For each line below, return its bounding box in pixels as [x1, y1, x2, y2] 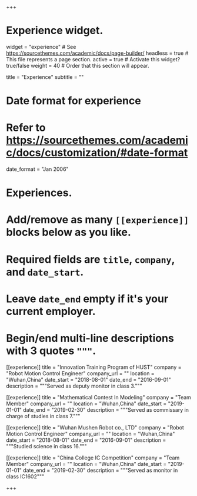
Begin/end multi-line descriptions [6, 332, 175, 345]
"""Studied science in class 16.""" [6, 442, 87, 449]
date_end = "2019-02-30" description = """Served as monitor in [22, 467, 178, 474]
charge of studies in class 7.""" [6, 412, 81, 419]
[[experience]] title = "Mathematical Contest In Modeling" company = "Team [6, 394, 191, 401]
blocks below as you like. [6, 226, 131, 239]
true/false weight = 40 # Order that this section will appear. [6, 62, 149, 69]
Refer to [6, 121, 46, 134]
